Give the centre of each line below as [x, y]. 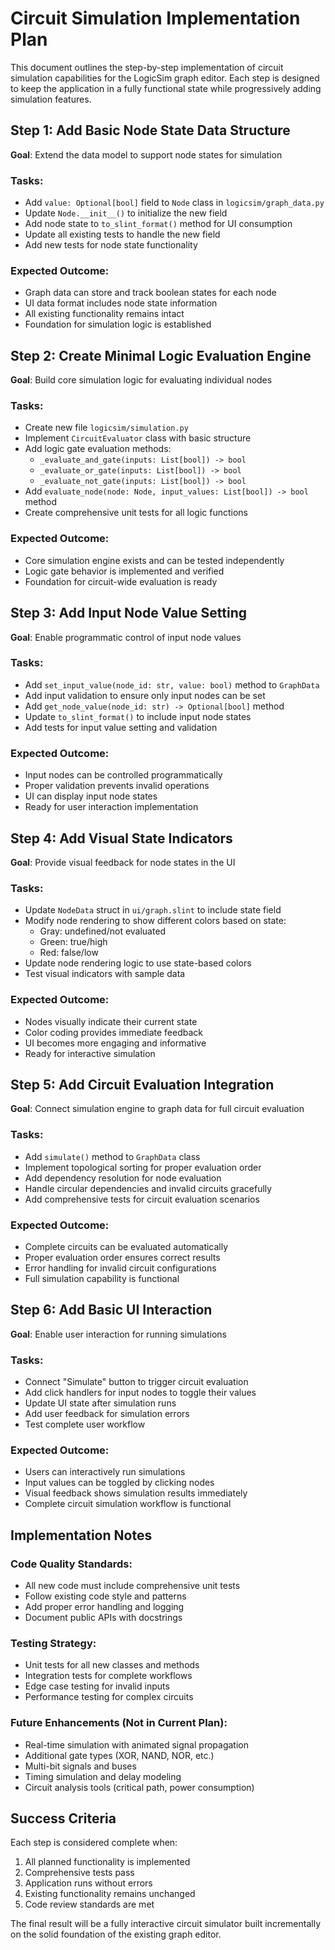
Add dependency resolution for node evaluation [123, 1178]
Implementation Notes [81, 1535]
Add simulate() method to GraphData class [112, 1156]
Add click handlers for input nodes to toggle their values [140, 1393]
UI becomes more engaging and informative [115, 1043]
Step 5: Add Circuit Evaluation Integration [142, 1084]
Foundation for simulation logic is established [118, 324]
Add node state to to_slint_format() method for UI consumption [158, 224]
